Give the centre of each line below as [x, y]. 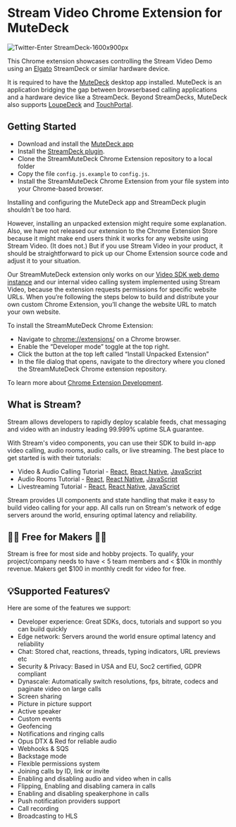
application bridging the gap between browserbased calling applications [112, 89]
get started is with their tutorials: [54, 457]
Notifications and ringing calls [61, 734]
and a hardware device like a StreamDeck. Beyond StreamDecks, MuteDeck [117, 97]
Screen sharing [39, 696]
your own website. [34, 312]
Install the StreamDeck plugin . [61, 151]
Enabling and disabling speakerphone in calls [83, 794]
